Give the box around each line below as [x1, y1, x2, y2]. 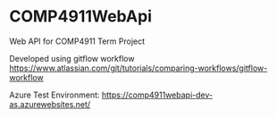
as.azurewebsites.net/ [9, 98, 91, 109]
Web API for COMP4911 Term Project [9, 36, 146, 46]
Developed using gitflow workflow [9, 53, 135, 63]
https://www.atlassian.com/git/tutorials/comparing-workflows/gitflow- [9, 63, 268, 73]
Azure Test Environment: [9, 89, 100, 100]
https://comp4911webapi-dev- [101, 89, 213, 100]
